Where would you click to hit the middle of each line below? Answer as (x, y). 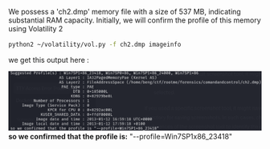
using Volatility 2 (36, 29)
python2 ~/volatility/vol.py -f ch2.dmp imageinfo (95, 44)
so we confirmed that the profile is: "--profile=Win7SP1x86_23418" (121, 137)
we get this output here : (49, 60)
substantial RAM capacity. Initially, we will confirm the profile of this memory (135, 20)
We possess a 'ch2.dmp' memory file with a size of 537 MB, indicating (125, 12)
